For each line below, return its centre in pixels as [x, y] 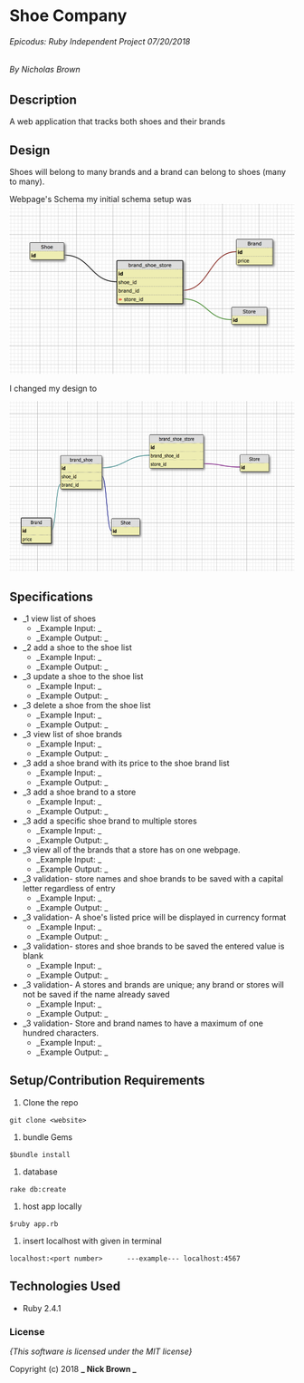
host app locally [52, 1206]
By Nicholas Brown [45, 70]
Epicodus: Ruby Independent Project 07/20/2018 [100, 41]
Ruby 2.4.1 [42, 1308]
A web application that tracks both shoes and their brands [118, 122]
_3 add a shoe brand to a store [79, 792]
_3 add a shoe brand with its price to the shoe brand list [126, 764]
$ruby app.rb [34, 1224]
